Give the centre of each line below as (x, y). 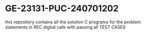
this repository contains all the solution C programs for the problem (73, 22)
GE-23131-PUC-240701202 (62, 9)
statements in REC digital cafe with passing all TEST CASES (65, 27)
